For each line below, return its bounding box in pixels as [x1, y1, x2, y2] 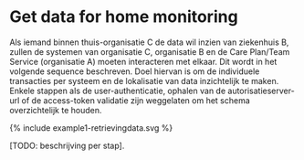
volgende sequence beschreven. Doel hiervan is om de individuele [9, 66, 260, 77]
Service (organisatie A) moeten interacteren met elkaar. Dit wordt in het [9, 56, 278, 67]
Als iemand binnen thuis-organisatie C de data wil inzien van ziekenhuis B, [9, 37, 289, 48]
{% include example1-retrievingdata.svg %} [9, 122, 173, 133]
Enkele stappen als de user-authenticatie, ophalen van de [9, 85, 226, 96]
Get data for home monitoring [9, 6, 239, 27]
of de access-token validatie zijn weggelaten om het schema [21, 94, 251, 106]
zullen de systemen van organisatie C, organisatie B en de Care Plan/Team [9, 46, 290, 57]
